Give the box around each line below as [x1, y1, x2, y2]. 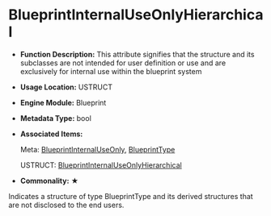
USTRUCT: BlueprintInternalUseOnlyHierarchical [19, 160, 182, 170]
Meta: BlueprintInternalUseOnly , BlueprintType [19, 144, 176, 154]
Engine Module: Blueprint [19, 98, 107, 107]
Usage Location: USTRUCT [19, 82, 113, 92]
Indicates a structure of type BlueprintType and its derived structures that [8, 191, 253, 201]
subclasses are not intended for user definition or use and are [19, 58, 227, 68]
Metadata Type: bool [19, 113, 91, 123]
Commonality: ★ [19, 176, 79, 185]
